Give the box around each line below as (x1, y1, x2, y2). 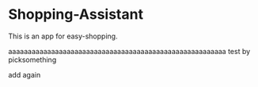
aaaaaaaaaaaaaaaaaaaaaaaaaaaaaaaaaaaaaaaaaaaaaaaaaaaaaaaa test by (8, 46, 251, 56)
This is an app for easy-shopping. (8, 31, 118, 41)
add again (8, 70, 41, 79)
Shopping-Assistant (8, 5, 144, 24)
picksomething (8, 55, 57, 64)
